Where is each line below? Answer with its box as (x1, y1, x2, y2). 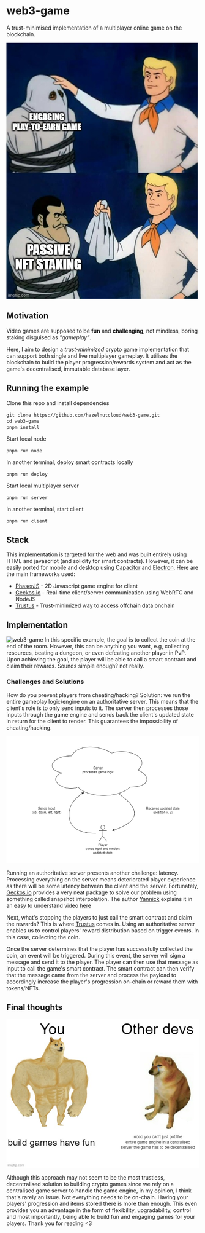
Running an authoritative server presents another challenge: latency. (6, 869, 179, 876)
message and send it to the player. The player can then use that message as (6, 958, 199, 966)
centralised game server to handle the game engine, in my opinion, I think (6, 1187, 192, 1194)
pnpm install (6, 424, 40, 430)
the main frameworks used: (6, 570, 75, 578)
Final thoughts (6, 1003, 63, 1013)
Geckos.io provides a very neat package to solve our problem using (6, 889, 177, 896)
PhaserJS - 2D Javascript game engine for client (15, 582, 138, 590)
